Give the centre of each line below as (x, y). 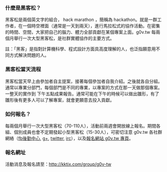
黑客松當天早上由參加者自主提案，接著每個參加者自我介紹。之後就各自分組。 (84, 81)
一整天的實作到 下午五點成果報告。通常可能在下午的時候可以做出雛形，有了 (82, 94)
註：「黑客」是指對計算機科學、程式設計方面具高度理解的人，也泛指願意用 (81, 49)
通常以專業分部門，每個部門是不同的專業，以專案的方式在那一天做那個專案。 (84, 87)
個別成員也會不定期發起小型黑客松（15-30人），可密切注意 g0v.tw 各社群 (88, 132)
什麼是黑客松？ (23, 7)
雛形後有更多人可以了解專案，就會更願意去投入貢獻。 (60, 100)
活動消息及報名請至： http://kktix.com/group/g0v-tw (58, 164)
